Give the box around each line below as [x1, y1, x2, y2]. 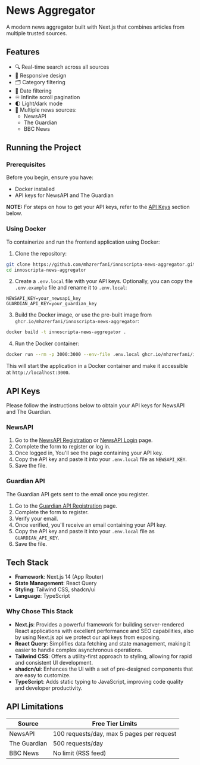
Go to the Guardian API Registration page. [14, 502, 118, 509]
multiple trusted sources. [6, 29, 67, 36]
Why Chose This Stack [6, 607, 73, 616]
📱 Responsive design [14, 72, 67, 79]
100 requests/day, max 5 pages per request [52, 729, 177, 738]
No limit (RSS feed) [52, 749, 107, 757]
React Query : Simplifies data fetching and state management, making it [14, 640, 190, 647]
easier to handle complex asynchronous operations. [14, 646, 143, 653]
